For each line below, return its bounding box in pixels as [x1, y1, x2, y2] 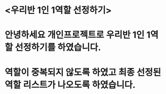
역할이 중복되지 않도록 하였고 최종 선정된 [5, 66, 161, 78]
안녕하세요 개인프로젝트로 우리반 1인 [5, 29, 145, 40]
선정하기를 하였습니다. [15, 42, 101, 53]
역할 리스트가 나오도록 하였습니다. [5, 79, 136, 90]
